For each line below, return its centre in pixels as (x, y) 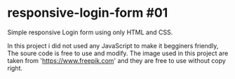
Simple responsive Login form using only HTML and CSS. (90, 32)
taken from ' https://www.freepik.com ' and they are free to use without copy (116, 60)
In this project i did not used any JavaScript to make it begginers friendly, (113, 45)
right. (15, 68)
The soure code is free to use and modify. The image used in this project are (118, 53)
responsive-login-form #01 (88, 13)
